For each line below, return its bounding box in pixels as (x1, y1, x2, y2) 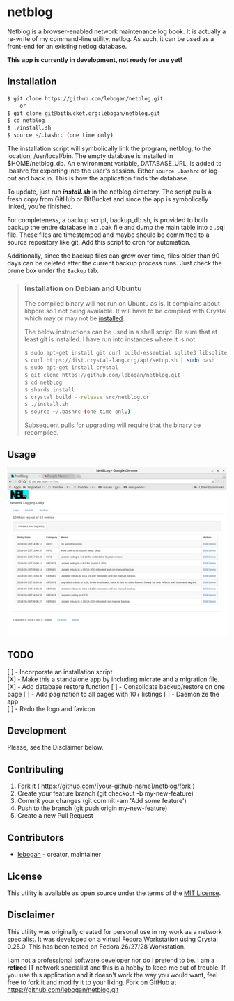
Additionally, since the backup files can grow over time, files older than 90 (7, 251, 220, 260)
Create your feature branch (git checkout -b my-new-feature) (17, 789, 194, 798)
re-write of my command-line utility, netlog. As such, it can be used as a (7, 34, 214, 42)
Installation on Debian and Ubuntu (24, 284, 142, 293)
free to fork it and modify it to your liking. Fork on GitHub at (7, 978, 177, 986)
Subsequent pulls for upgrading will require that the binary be (24, 421, 201, 429)
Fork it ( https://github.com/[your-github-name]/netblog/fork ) (17, 782, 195, 791)
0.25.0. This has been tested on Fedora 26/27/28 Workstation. (7, 942, 186, 951)
